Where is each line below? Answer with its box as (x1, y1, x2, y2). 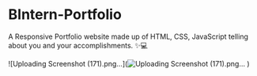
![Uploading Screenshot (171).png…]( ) (8, 59, 251, 68)
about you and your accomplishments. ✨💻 (8, 40, 148, 50)
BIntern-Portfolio (8, 6, 123, 24)
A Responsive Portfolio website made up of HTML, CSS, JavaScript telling (8, 32, 249, 41)
